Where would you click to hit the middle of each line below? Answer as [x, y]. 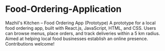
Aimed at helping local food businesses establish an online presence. [77, 39]
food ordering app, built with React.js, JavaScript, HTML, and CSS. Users [81, 28]
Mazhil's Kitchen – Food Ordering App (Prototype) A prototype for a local [80, 23]
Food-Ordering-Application [63, 9]
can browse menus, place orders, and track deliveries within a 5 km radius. [83, 33]
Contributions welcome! [30, 44]
